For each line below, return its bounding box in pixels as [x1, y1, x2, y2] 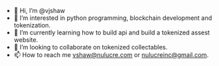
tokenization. [13, 21, 51, 29]
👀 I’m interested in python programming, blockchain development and [13, 14, 213, 22]
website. [13, 36, 39, 44]
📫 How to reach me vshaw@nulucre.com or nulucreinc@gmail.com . [13, 51, 209, 58]
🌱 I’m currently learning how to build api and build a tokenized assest [13, 28, 210, 36]
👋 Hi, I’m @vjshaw [13, 7, 66, 14]
